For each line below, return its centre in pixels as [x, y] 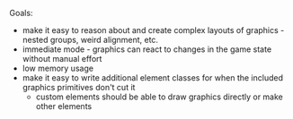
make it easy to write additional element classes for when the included [152, 78]
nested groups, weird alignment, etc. [90, 40]
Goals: [21, 13]
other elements [64, 106]
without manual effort [62, 59]
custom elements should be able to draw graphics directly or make [159, 97]
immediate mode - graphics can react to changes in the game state [147, 49]
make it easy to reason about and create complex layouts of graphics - [153, 30]
